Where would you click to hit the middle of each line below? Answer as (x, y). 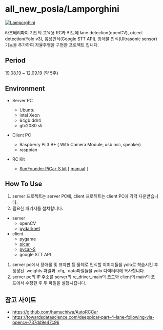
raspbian (28, 150)
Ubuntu (27, 110)
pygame (28, 239)
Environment (25, 89)
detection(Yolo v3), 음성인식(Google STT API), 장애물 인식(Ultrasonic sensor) (81, 39)
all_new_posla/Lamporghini (62, 9)
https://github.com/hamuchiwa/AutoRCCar (55, 312)
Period (15, 60)
